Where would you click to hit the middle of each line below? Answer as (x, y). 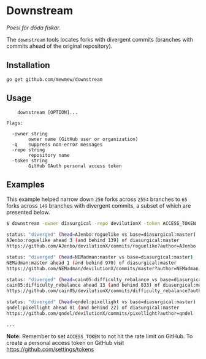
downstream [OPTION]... (48, 112)
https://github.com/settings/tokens (50, 349)
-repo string (29, 150)
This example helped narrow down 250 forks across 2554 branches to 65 (97, 199)
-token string (30, 161)
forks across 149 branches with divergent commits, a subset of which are (99, 206)
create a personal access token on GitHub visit (65, 342)
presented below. (28, 213)
